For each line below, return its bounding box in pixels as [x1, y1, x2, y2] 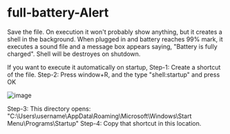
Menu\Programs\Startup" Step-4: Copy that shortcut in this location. [7, 119, 202, 127]
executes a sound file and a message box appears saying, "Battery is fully [7, 42, 218, 50]
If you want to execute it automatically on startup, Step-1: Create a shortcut [7, 63, 221, 71]
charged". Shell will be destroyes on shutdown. [7, 50, 141, 58]
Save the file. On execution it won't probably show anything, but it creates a [7, 28, 222, 36]
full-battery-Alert [7, 5, 109, 21]
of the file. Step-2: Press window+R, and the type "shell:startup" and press [7, 70, 220, 79]
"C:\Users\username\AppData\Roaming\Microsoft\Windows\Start [7, 112, 192, 120]
